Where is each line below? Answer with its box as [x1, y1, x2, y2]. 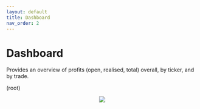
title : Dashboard [6, 15, 50, 21]
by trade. [6, 73, 29, 80]
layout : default [6, 8, 47, 15]
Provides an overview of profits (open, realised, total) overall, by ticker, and [6, 66, 195, 73]
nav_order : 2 [6, 20, 40, 26]
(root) [6, 84, 21, 91]
